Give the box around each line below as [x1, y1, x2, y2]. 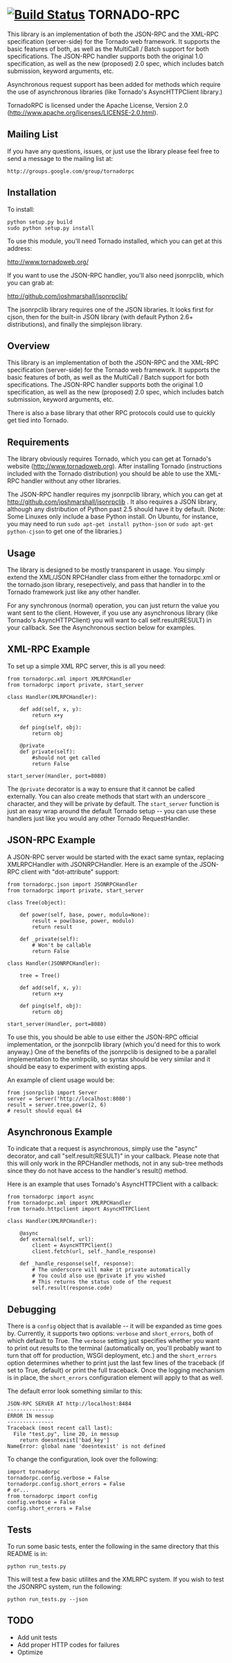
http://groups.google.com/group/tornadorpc [7, 167, 135, 175]
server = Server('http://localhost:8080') [7, 1095, 132, 1102]
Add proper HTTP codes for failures [17, 1640, 120, 1648]
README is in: [7, 1550, 48, 1558]
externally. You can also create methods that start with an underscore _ [7, 792, 211, 800]
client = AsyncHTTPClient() [32, 1242, 113, 1249]
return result [32, 923, 73, 930]
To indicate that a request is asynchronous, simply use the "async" [7, 1145, 198, 1153]
